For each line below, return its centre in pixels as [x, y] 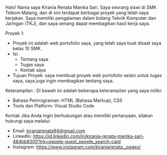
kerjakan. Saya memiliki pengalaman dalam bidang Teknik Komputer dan [81, 18]
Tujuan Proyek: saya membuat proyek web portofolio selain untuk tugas [87, 75]
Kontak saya [33, 70]
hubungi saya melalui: [28, 121]
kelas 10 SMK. [27, 48]
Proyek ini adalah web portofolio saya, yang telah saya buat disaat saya [87, 43]
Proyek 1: [15, 33]
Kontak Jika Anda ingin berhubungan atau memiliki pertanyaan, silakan [79, 115]
